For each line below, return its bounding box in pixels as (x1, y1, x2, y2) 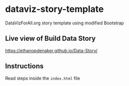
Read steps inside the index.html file (5, 75, 80, 81)
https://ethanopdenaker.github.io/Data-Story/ (5, 47, 98, 53)
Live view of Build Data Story (5, 34, 96, 43)
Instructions (5, 62, 44, 71)
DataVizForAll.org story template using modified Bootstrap (5, 20, 124, 26)
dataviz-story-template (5, 3, 104, 15)
